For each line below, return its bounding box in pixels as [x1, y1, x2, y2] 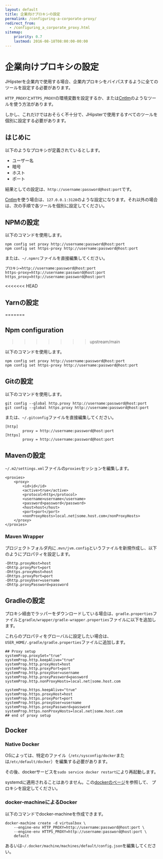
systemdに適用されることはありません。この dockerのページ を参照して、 [5, 779, 151, 785]
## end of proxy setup [5, 713, 51, 718]
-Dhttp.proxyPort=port [5, 565, 51, 570]
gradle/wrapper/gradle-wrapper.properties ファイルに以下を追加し [22, 616, 157, 622]
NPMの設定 [5, 218, 40, 226]
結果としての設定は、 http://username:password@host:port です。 [5, 186, 134, 192]
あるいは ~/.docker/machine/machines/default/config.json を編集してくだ [5, 842, 152, 848]
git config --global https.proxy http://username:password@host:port [5, 405, 149, 410]
